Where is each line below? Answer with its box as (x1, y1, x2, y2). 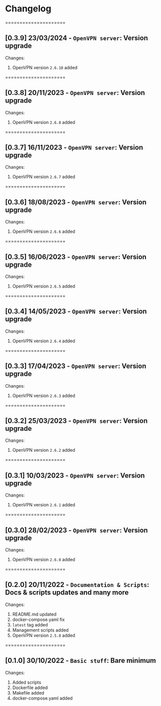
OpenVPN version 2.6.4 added (12, 338, 75, 344)
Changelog (5, 3, 52, 14)
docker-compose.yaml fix (12, 616, 65, 622)
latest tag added (12, 621, 48, 627)
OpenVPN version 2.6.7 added (12, 174, 75, 180)
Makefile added (12, 690, 45, 696)
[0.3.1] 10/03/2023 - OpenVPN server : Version (5, 471, 145, 480)
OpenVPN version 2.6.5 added (12, 283, 75, 289)
